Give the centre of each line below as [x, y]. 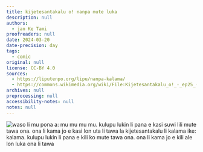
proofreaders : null [31, 34]
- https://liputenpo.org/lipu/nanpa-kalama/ [69, 79]
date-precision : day [32, 46]
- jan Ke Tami [29, 29]
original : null [25, 62]
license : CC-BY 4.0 [31, 68]
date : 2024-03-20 [28, 40]
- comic [21, 57]
